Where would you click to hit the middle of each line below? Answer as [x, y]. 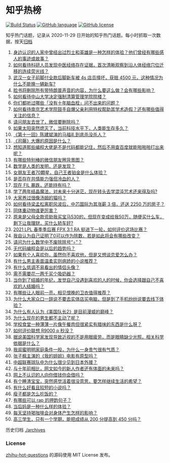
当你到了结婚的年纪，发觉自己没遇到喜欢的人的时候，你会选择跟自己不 [86, 280]
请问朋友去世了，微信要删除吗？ [46, 121]
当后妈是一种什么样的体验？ [42, 406]
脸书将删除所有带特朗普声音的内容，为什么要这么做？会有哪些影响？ [84, 90]
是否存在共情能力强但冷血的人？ [46, 179]
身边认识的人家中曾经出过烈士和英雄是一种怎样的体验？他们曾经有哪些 [86, 52]
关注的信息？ [26, 115]
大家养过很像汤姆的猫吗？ [40, 197]
